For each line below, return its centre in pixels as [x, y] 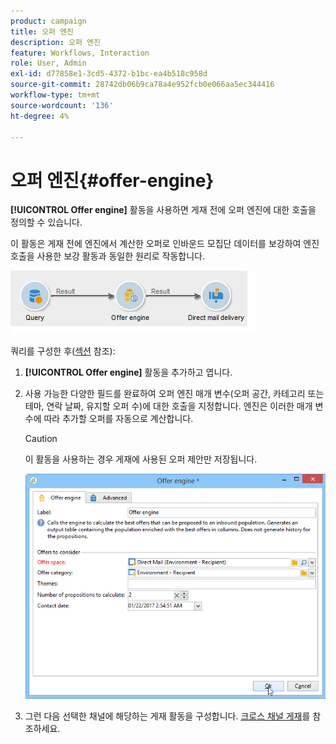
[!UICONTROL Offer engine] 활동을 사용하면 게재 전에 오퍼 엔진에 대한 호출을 [163, 210]
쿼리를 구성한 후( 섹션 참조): [63, 351]
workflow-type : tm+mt [55, 95]
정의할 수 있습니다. [46, 222]
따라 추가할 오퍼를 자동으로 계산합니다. [118, 419]
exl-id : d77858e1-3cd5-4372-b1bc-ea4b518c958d [109, 74]
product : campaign [48, 21]
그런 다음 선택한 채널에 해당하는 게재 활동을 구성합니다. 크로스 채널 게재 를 [167, 716]
